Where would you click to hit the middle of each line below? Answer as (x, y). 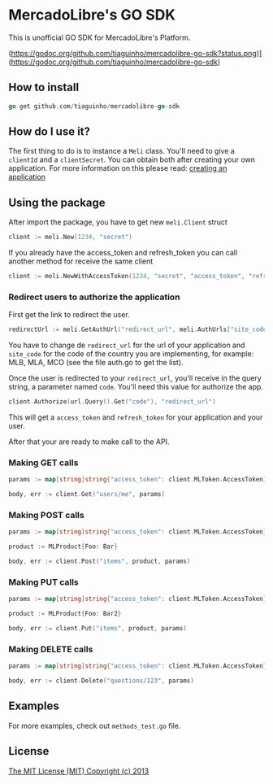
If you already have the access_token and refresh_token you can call (123, 253)
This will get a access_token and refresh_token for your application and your (136, 417)
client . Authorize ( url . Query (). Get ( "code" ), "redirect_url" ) (113, 402)
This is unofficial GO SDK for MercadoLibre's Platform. (100, 37)
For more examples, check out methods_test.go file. (95, 725)
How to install (44, 87)
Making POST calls (46, 516)
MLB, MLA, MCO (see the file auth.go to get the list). (96, 363)
